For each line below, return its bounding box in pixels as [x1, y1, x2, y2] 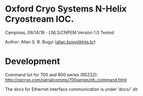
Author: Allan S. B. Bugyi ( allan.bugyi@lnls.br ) [5, 39, 96, 44]
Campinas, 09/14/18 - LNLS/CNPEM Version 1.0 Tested [5, 29, 114, 35]
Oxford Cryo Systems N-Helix [5, 3, 127, 14]
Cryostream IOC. [5, 14, 74, 25]
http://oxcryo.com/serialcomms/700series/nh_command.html [5, 77, 127, 82]
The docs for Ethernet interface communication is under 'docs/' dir [5, 86, 139, 92]
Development [5, 56, 60, 67]
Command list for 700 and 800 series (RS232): [5, 71, 98, 78]
